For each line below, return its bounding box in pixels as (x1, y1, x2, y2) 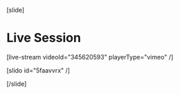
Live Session (6, 30, 81, 46)
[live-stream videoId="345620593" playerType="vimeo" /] (6, 53, 174, 61)
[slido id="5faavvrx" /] (6, 66, 71, 75)
